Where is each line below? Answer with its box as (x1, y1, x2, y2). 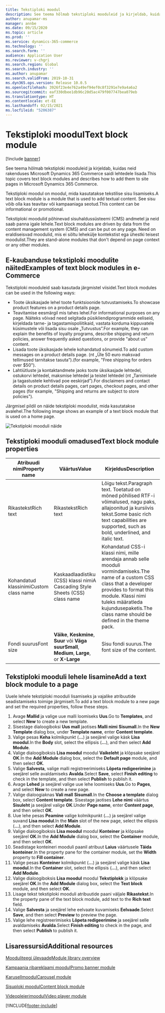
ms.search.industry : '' (5, 67, 54, 72)
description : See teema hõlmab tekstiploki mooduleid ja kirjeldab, (5, 12, 148, 17)
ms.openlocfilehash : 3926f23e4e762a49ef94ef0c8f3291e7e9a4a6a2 (5, 85, 138, 90)
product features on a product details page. (12, 305, 101, 310)
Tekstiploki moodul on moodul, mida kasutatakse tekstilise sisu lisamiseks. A (5, 190, 159, 196)
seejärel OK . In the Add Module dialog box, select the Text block (12, 881, 143, 887)
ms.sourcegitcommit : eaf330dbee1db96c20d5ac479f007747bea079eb (5, 90, 138, 94)
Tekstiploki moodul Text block (5, 129, 128, 140)
